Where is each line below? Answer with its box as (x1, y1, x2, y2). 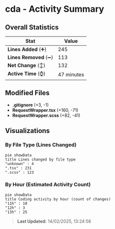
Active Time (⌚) (7, 70, 46, 77)
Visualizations (5, 127, 50, 135)
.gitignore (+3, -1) (12, 102, 49, 108)
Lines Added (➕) (7, 46, 47, 53)
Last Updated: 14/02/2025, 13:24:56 (17, 218, 91, 224)
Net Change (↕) (7, 62, 46, 68)
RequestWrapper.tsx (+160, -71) (12, 107, 79, 113)
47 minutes (57, 71, 85, 78)
